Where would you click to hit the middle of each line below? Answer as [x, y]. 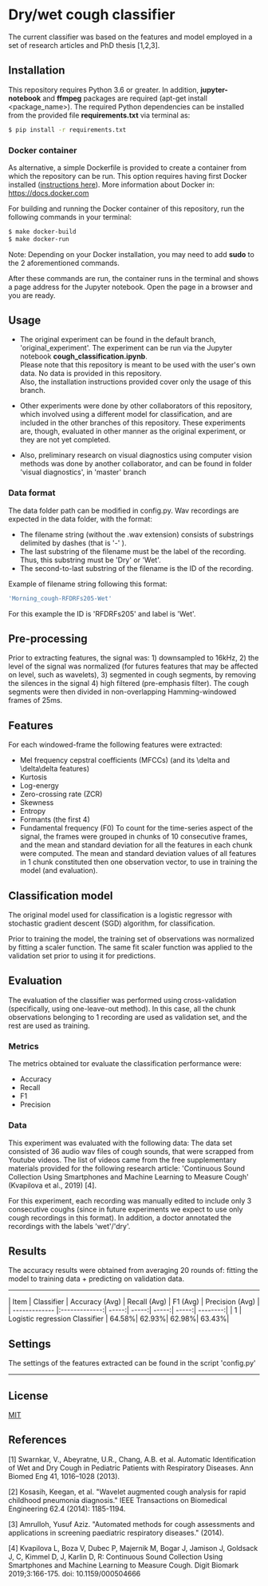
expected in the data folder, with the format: [81, 519]
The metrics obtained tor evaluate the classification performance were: [125, 1064]
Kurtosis [33, 777]
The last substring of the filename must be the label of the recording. [133, 551]
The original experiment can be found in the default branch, [118, 339]
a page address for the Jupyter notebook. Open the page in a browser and [130, 287]
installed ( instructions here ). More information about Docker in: [112, 184]
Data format [32, 493]
